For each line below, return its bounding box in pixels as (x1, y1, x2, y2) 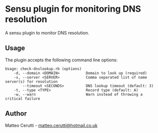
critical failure (5, 96, 40, 101)
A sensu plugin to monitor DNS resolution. (5, 30, 89, 36)
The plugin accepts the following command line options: (5, 57, 118, 63)
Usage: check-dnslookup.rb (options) (5, 66, 82, 71)
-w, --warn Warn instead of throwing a (14, 92, 143, 97)
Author (5, 110, 27, 118)
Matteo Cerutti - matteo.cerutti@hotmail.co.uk (5, 122, 98, 128)
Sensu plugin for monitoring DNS (5, 3, 141, 15)
